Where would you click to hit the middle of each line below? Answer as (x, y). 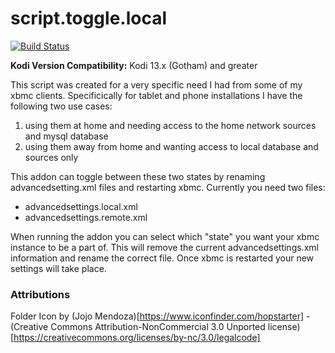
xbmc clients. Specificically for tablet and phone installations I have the (156, 95)
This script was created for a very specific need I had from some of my (156, 84)
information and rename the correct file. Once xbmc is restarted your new (162, 258)
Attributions (40, 294)
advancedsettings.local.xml (81, 206)
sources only (51, 157)
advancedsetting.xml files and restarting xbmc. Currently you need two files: (168, 187)
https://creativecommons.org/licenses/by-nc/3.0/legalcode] (137, 338)
